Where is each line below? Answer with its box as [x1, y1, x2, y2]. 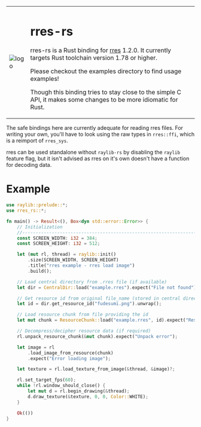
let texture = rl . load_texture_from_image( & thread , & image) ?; [17, 366, 175, 373]
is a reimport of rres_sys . [6, 137, 69, 144]
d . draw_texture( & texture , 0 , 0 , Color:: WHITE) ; [28, 394, 148, 399]
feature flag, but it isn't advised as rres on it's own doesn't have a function [6, 155, 190, 162]
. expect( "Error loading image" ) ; [28, 355, 111, 361]
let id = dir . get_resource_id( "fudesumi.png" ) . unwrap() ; [17, 301, 162, 307]
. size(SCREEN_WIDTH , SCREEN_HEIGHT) [28, 257, 119, 263]
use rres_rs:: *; [6, 208, 47, 214]
